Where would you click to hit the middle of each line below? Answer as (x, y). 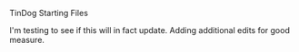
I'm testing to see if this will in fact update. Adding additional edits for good (150, 30)
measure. (27, 40)
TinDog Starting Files (49, 13)
